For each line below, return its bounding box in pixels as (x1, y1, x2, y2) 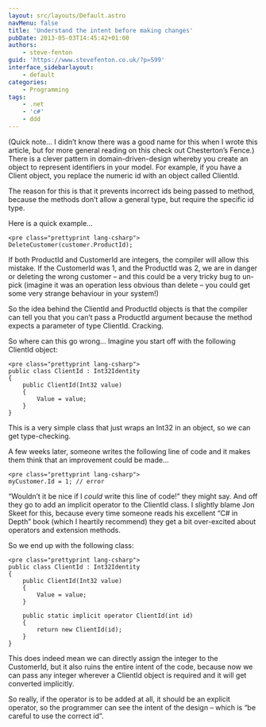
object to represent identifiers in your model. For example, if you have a (8, 162, 242, 172)
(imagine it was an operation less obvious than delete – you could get (23, 280, 251, 290)
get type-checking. (8, 431, 71, 441)
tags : (8, 93, 26, 101)
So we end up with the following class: (8, 540, 134, 550)
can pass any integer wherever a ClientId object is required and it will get (8, 670, 247, 680)
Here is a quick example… (8, 218, 93, 227)
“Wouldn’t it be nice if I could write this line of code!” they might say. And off (8, 491, 258, 501)
